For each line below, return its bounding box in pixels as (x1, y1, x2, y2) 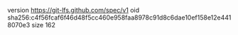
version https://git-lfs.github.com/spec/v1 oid (7, 6, 140, 14)
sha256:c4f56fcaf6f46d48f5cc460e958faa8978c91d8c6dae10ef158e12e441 (7, 13, 232, 22)
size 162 (31, 21, 55, 29)
